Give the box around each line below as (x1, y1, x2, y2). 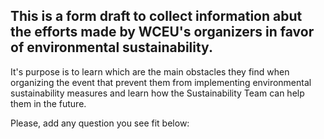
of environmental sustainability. (10, 39, 213, 56)
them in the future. (10, 97, 87, 109)
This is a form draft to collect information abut (10, 8, 303, 25)
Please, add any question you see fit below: (10, 117, 190, 129)
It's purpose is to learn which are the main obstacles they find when (10, 65, 290, 78)
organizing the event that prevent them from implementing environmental (10, 76, 312, 88)
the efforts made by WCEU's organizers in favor (10, 24, 315, 41)
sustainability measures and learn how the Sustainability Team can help (10, 87, 305, 99)
